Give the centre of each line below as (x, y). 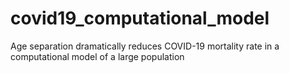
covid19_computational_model (140, 18)
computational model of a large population (97, 56)
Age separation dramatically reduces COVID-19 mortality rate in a (145, 46)
